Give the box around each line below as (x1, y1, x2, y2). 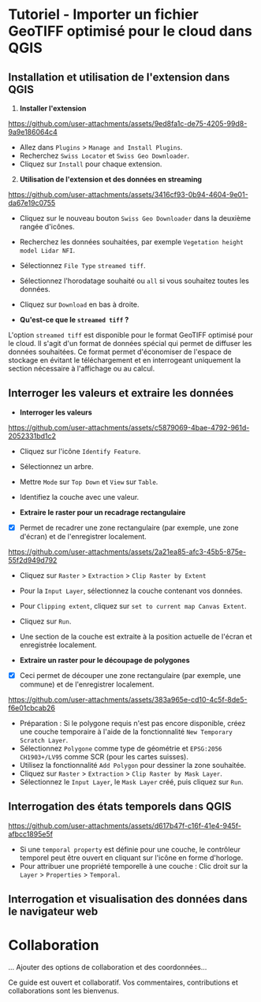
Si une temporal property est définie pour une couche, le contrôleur (19, 844, 240, 854)
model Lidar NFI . (19, 246, 76, 255)
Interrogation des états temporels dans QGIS (8, 800, 232, 814)
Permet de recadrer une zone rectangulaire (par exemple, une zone (19, 523, 239, 532)
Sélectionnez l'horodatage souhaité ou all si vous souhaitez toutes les (19, 276, 250, 285)
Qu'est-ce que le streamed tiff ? (19, 315, 129, 324)
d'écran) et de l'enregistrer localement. (19, 531, 147, 541)
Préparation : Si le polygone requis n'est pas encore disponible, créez (19, 718, 246, 728)
